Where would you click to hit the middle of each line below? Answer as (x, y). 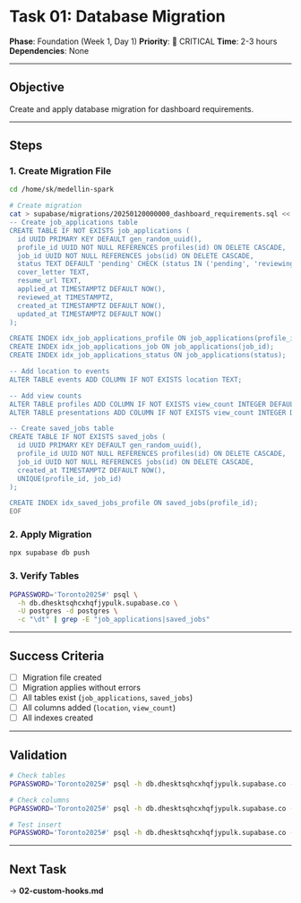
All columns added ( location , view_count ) (99, 708)
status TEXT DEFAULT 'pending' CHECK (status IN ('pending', (134, 264)
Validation (38, 755)
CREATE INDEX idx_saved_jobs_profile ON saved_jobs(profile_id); (133, 503)
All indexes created (58, 718)
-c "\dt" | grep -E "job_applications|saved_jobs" (114, 620)
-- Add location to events (60, 372)
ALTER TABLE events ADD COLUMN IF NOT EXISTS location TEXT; (126, 379)
